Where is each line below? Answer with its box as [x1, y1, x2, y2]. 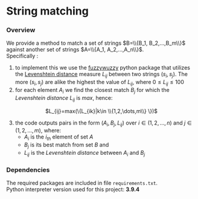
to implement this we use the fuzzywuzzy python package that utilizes [14, 64, 190, 71]
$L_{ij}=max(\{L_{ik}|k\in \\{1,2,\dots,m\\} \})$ [45, 107, 158, 114]
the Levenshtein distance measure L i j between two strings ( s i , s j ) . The [14, 71, 188, 79]
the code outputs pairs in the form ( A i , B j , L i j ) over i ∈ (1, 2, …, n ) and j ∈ [14, 119, 192, 128]
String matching [6, 4, 89, 18]
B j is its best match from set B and [24, 141, 109, 150]
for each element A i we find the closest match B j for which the [14, 86, 170, 95]
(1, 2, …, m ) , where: [14, 127, 62, 134]
